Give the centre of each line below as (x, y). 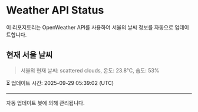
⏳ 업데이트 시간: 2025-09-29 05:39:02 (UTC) (60, 83)
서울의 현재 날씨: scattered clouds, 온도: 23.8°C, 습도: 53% (90, 70)
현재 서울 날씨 (29, 55)
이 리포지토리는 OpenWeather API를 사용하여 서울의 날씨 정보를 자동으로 (90, 27)
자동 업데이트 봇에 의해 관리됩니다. (45, 103)
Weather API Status (55, 10)
